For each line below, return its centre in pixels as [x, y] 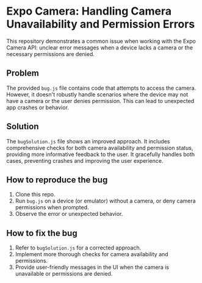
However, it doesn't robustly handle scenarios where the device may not [97, 94]
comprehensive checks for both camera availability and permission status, [100, 148]
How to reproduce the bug [57, 180]
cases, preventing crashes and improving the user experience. [85, 160]
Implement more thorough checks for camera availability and [92, 254]
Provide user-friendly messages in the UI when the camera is [92, 267]
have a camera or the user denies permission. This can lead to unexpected [100, 101]
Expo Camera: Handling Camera [89, 11]
